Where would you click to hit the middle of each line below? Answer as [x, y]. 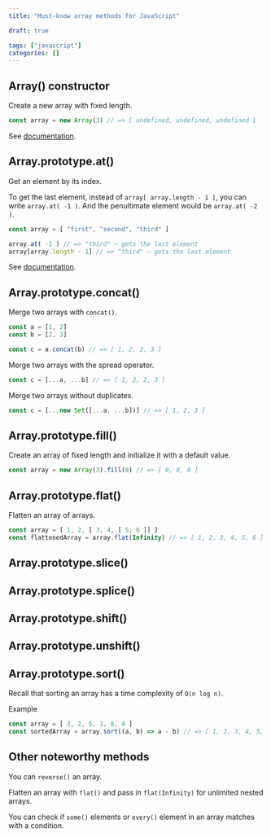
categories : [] [34, 53]
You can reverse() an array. [55, 776]
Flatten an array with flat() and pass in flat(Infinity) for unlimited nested [136, 792]
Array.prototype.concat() [74, 293]
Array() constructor [59, 86]
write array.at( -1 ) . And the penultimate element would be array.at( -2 [133, 205]
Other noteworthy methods [79, 757]
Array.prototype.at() [61, 162]
